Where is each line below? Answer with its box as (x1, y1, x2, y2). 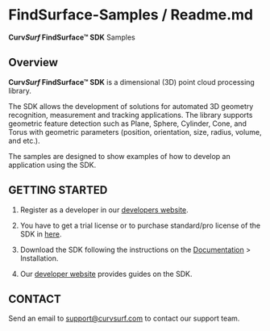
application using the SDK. (8, 160, 97, 170)
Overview (8, 56, 59, 69)
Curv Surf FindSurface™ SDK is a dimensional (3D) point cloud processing (8, 77, 255, 86)
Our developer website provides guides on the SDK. (19, 269, 193, 279)
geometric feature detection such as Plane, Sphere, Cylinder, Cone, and (8, 119, 247, 128)
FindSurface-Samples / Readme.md (8, 6, 254, 24)
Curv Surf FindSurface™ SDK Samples (8, 32, 135, 42)
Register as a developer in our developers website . (19, 204, 189, 215)
